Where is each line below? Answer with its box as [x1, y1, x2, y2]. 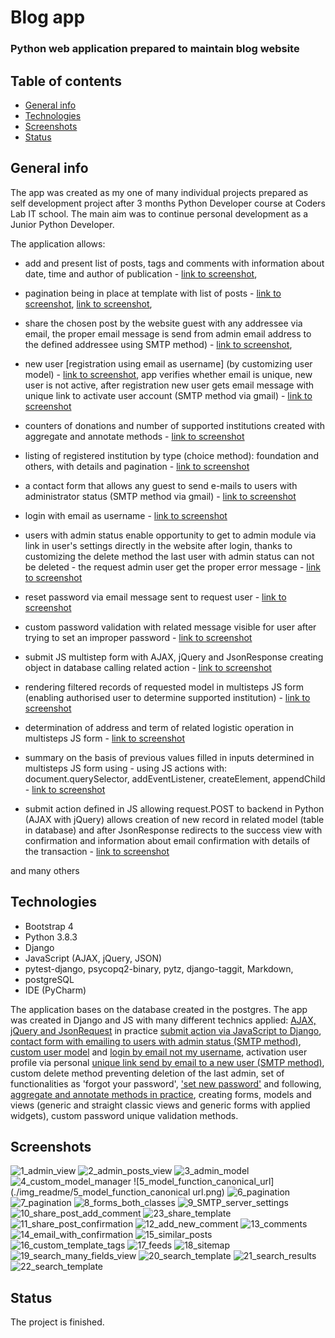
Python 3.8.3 [24, 931, 78, 943]
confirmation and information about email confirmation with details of [24, 834, 311, 846]
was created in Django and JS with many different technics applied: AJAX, [10, 1014, 317, 1026]
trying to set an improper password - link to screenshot [24, 631, 253, 643]
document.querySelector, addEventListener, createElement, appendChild [24, 772, 326, 785]
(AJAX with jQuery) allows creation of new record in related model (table [24, 813, 325, 825]
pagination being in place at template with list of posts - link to [24, 287, 282, 299]
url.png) [192, 1186, 225, 1198]
